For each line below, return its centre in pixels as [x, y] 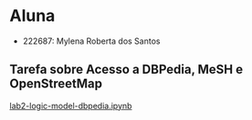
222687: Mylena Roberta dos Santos [91, 41]
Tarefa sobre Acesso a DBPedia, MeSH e [126, 70]
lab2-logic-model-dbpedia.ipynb [71, 105]
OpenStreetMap [56, 84]
